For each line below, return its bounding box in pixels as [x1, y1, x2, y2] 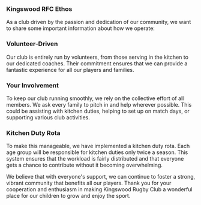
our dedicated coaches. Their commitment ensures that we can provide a [6, 59, 188, 67]
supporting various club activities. [6, 113, 90, 121]
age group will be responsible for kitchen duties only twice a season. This [6, 149, 188, 156]
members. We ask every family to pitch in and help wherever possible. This [6, 101, 192, 108]
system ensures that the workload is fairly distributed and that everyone [6, 155, 184, 162]
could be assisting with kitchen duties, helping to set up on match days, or [6, 107, 190, 114]
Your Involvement [6, 81, 59, 89]
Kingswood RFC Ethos [6, 5, 73, 13]
